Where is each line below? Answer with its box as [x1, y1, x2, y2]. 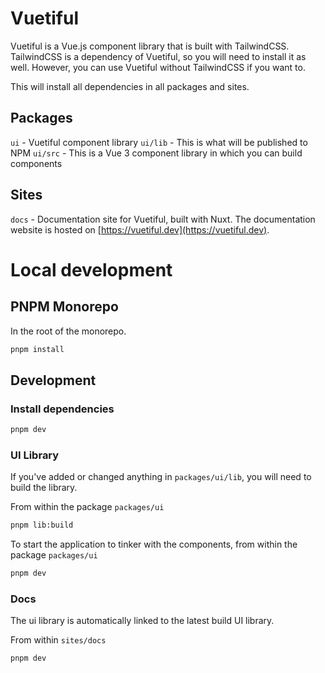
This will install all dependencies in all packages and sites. [10, 80, 250, 92]
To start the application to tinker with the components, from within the [10, 538, 298, 551]
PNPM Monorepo [10, 298, 119, 316]
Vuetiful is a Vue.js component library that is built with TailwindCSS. [10, 40, 290, 52]
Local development [10, 258, 173, 281]
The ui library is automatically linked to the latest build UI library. [10, 615, 275, 627]
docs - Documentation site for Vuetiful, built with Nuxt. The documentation [10, 213, 316, 225]
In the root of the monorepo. [10, 325, 127, 337]
